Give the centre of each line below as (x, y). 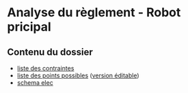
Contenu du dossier (50, 52)
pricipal (29, 27)
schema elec (35, 82)
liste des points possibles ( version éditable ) (78, 75)
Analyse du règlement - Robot (94, 13)
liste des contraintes (45, 68)
